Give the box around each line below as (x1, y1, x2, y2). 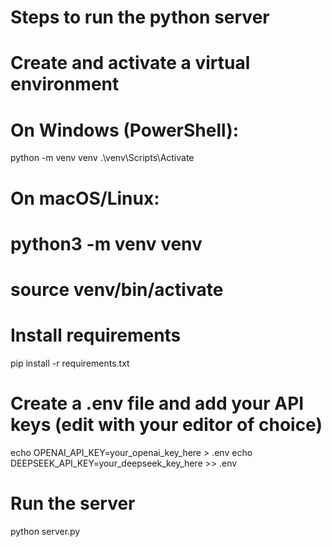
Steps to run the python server (10, 6, 270, 29)
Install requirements (10, 324, 182, 347)
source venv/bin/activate (10, 278, 224, 301)
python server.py (10, 525, 81, 537)
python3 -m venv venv (10, 232, 203, 255)
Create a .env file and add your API (10, 392, 305, 415)
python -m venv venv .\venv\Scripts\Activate (10, 152, 195, 164)
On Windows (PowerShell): (10, 119, 240, 141)
